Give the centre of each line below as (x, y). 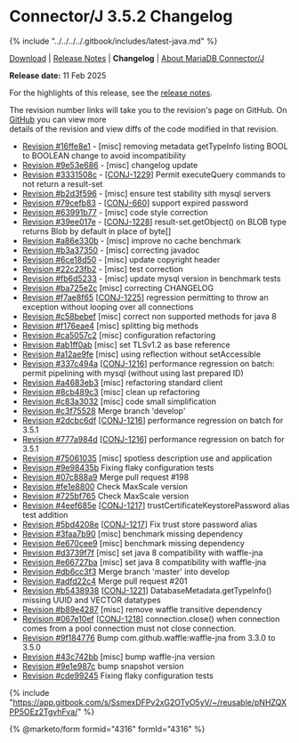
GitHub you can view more (58, 119)
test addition (45, 514)
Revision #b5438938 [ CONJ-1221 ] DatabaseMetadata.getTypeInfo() (147, 590)
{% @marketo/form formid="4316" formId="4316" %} (107, 729)
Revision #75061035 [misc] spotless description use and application (147, 458)
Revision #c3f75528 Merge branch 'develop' (104, 410)
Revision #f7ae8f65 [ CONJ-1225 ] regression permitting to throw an (145, 297)
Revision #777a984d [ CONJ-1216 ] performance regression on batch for (153, 439)
